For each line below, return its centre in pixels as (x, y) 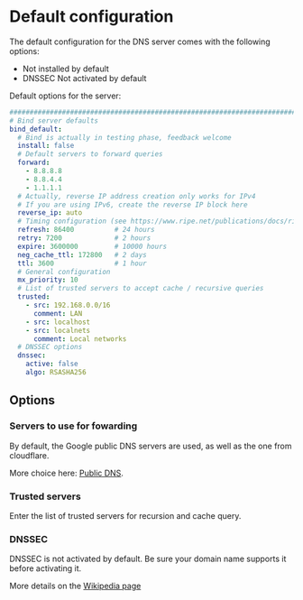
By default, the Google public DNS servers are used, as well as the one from (151, 446)
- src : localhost (58, 322)
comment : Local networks (80, 339)
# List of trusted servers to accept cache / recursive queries (141, 289)
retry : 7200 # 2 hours (84, 238)
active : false (52, 364)
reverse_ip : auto (50, 213)
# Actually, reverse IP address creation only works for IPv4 (137, 196)
